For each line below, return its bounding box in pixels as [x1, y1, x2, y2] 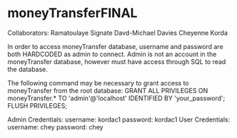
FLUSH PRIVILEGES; [7, 101, 68, 110]
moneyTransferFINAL [7, 5, 138, 21]
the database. [7, 65, 49, 73]
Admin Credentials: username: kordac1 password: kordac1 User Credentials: [7, 115, 231, 124]
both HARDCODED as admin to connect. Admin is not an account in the [7, 50, 217, 58]
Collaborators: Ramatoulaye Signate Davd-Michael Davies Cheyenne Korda [7, 28, 228, 37]
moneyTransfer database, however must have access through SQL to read [7, 57, 226, 65]
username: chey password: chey [7, 122, 104, 131]
